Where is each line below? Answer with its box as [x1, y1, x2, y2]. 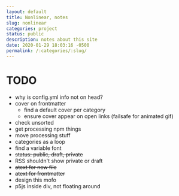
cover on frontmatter [14, 99, 66, 107]
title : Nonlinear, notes [6, 14, 68, 20]
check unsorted [14, 119, 54, 126]
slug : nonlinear [6, 20, 47, 26]
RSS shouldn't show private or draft [14, 157, 103, 164]
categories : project [6, 25, 58, 32]
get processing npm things [14, 125, 81, 132]
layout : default [6, 8, 47, 15]
